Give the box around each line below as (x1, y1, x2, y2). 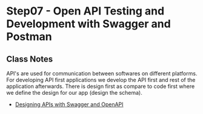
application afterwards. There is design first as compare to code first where (6, 83, 195, 90)
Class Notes (6, 54, 53, 64)
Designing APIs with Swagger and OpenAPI (15, 101, 124, 108)
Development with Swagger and (6, 17, 171, 31)
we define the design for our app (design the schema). (6, 89, 142, 96)
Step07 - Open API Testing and (6, 4, 165, 18)
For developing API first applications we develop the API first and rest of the (6, 77, 196, 83)
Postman (6, 30, 53, 43)
